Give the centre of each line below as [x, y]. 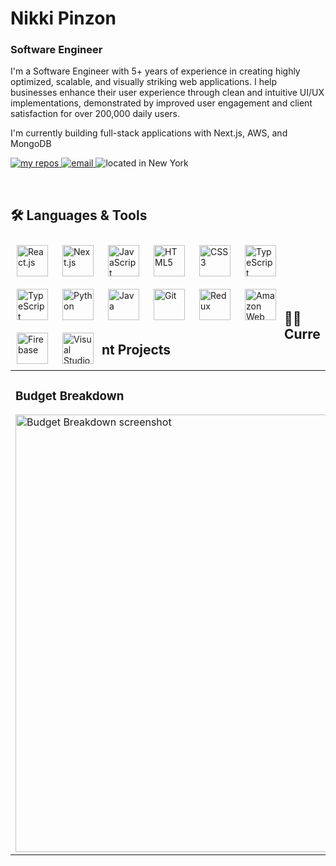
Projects [144, 349]
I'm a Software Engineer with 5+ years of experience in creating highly [155, 71]
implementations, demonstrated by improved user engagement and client [161, 103]
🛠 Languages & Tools [79, 215]
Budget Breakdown [70, 396]
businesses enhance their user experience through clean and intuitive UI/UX [167, 93]
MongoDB [31, 144]
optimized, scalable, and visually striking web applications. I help [144, 82]
